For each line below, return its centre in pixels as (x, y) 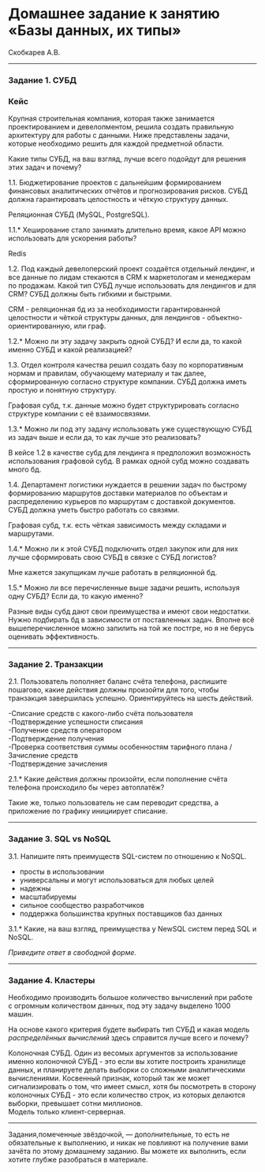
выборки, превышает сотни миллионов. (76, 1103)
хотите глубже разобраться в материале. (78, 1159)
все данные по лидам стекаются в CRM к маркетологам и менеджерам (129, 278)
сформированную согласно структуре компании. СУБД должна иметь (127, 382)
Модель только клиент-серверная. (67, 1112)
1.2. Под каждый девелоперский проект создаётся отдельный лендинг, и (131, 269)
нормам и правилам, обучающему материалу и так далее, (107, 373)
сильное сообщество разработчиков (82, 905)
